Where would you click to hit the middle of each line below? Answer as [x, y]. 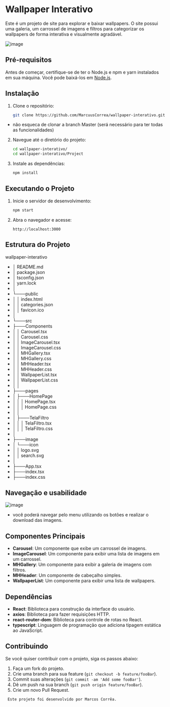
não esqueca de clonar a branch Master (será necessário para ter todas [88, 125]
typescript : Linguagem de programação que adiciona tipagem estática [87, 625]
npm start [23, 210]
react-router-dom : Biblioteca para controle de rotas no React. [78, 620]
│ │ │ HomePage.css [35, 407]
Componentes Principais [45, 536]
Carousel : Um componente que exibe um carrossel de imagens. [80, 548]
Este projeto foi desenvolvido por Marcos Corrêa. [62, 699]
